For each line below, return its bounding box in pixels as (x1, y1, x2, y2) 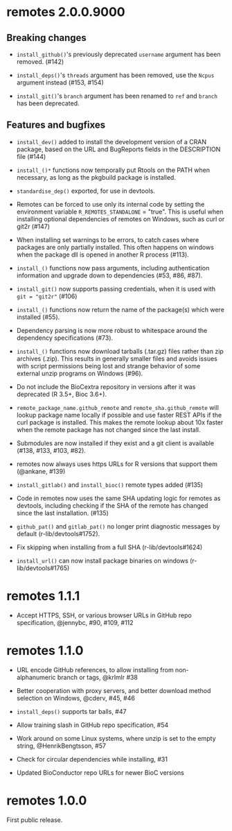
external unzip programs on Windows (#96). (16, 369, 143, 377)
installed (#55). (16, 313, 60, 321)
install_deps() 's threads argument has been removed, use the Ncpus (16, 71, 215, 79)
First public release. (6, 816, 63, 824)
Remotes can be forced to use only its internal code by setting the (16, 200, 205, 208)
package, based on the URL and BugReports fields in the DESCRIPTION (16, 145, 221, 153)
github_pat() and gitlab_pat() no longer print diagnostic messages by (16, 522, 220, 531)
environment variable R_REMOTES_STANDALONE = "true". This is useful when (16, 207, 224, 216)
